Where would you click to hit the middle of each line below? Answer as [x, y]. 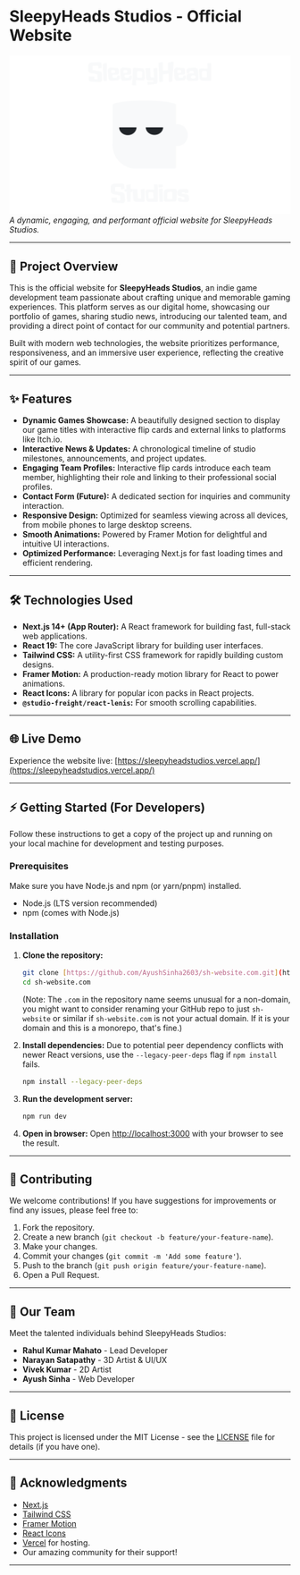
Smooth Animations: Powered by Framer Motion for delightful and [145, 535]
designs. [38, 665]
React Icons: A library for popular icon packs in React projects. [138, 693]
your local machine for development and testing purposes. [117, 843]
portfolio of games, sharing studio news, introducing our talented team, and [148, 317]
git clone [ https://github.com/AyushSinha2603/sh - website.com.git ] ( [152, 973]
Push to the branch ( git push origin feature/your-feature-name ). [144, 1266]
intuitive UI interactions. [66, 544]
